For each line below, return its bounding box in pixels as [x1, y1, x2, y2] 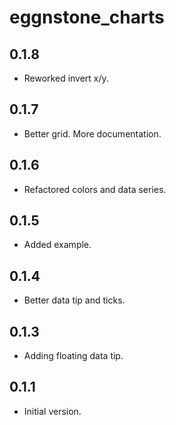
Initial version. [23, 405, 82, 417]
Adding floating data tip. [23, 350, 124, 362]
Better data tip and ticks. [23, 294, 126, 306]
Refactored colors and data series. [23, 183, 167, 195]
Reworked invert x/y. [23, 72, 109, 84]
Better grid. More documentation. [23, 127, 162, 140]
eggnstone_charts [9, 6, 165, 29]
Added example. [23, 239, 92, 251]
